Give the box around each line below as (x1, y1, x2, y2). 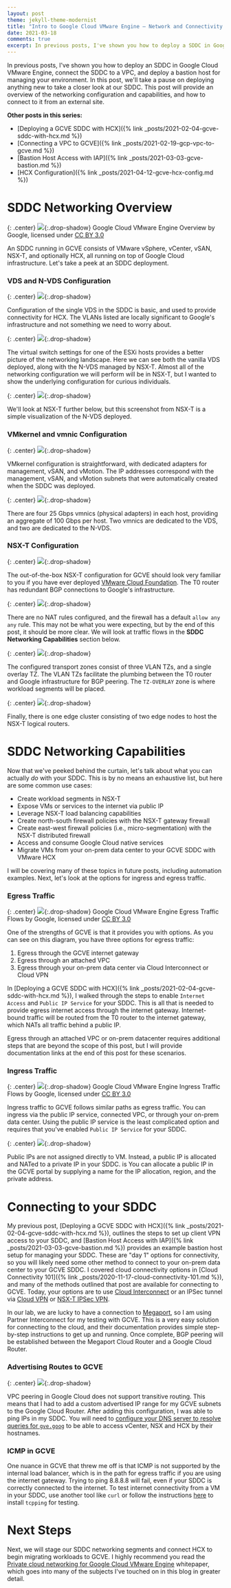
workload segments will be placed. (7, 684, 106, 693)
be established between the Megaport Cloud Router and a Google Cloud (7, 1338, 212, 1346)
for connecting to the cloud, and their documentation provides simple (7, 1323, 204, 1331)
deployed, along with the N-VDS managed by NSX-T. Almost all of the (7, 363, 204, 371)
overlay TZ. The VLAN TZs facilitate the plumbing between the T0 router (7, 670, 212, 678)
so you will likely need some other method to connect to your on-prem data (7, 1258, 221, 1267)
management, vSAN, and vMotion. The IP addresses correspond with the (7, 467, 214, 475)
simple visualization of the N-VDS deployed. (7, 412, 132, 421)
